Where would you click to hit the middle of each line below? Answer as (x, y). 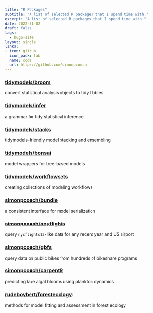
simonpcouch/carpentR (34, 271)
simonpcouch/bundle (31, 200)
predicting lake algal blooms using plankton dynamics (60, 281)
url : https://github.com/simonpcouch (48, 65)
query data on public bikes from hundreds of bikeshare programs (71, 258)
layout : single (21, 42)
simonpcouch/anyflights (35, 224)
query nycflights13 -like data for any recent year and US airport (70, 234)
